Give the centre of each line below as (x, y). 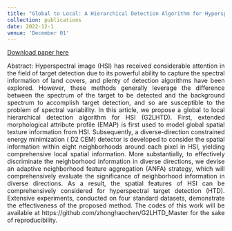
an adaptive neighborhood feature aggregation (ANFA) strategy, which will (116, 169)
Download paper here (38, 53)
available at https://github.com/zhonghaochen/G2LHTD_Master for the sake (116, 213)
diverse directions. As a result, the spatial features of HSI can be (116, 183)
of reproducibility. (32, 220)
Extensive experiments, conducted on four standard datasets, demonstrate (116, 198)
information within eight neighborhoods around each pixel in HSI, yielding (116, 147)
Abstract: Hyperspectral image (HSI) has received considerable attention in (116, 66)
